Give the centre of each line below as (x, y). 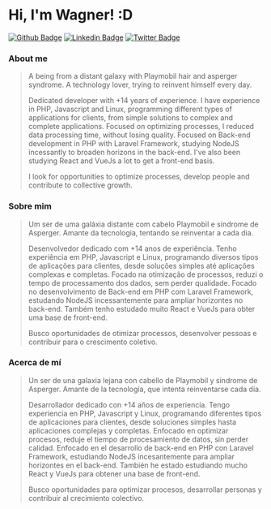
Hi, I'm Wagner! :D (71, 15)
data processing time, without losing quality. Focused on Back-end (139, 135)
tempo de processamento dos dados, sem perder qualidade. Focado (142, 283)
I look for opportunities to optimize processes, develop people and (139, 177)
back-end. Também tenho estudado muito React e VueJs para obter (142, 308)
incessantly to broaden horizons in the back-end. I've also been (134, 153)
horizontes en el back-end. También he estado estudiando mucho (138, 465)
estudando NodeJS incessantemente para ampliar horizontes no (135, 300)
